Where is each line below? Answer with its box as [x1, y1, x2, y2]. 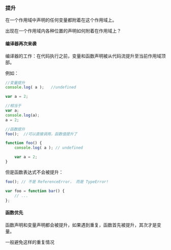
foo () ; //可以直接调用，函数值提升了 [5, 131, 78, 136]
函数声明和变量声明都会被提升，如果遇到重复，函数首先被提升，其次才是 [5, 221, 157, 228]
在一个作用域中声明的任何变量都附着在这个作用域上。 [5, 17, 117, 23]
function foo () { [5, 141, 42, 146]
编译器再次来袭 [5, 40, 37, 46]
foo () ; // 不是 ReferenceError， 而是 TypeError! [5, 179, 109, 184]
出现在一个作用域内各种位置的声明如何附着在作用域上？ [5, 28, 121, 34]
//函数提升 [5, 126, 25, 132]
